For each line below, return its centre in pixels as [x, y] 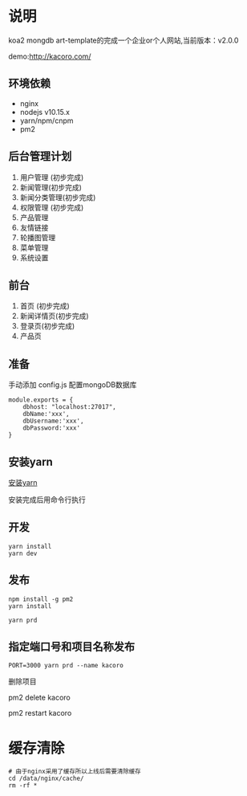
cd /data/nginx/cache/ [46, 779]
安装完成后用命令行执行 [47, 500]
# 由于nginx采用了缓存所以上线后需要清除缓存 [75, 772]
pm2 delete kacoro [39, 698]
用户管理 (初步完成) [52, 177]
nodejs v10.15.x [45, 112]
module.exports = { [41, 400]
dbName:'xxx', [46, 414]
